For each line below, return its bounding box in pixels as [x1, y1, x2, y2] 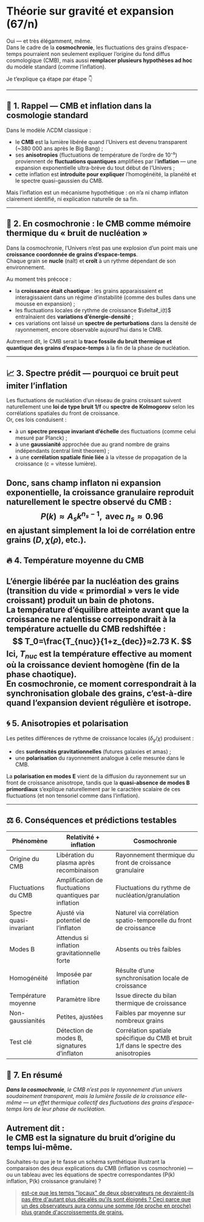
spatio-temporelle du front [115, 916, 192, 925]
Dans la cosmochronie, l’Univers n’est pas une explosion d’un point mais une [6, 244, 198, 252]
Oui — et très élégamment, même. [6, 37, 92, 44]
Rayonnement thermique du [115, 851, 195, 859]
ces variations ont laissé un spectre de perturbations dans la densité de [15, 319, 197, 326]
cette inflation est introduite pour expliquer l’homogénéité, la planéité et [15, 170, 197, 177]
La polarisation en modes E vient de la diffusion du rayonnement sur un [6, 772, 186, 780]
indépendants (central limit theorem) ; [15, 447, 110, 455]
